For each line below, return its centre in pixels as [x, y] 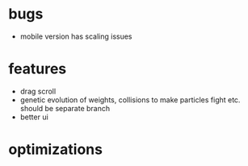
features [38, 69]
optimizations [56, 149]
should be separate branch [65, 108]
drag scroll [38, 91]
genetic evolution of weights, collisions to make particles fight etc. [130, 100]
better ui [34, 117]
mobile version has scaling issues [76, 36]
